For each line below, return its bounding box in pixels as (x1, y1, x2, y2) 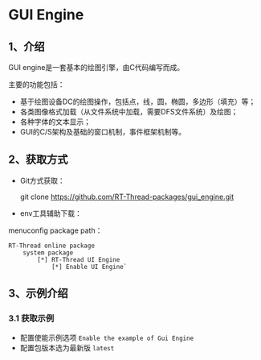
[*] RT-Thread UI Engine (37, 255, 120, 263)
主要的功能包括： (8, 80, 65, 89)
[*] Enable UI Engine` (51, 263, 128, 271)
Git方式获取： (19, 176, 66, 185)
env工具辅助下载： (19, 208, 82, 218)
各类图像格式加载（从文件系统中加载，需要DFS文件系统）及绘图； (19, 107, 239, 116)
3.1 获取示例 (8, 312, 55, 324)
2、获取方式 (8, 153, 68, 167)
